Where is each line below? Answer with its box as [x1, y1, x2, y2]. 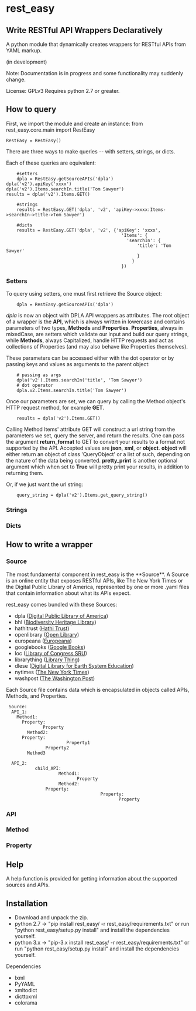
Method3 [27, 750, 46, 756]
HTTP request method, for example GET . [6, 404, 105, 411]
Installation [6, 898, 48, 908]
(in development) [6, 58, 47, 65]
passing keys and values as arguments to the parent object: [6, 361, 150, 368]
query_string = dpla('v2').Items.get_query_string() [16, 493, 148, 498]
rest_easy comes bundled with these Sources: [6, 601, 118, 608]
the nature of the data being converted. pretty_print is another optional [6, 457, 178, 464]
